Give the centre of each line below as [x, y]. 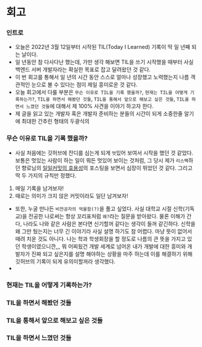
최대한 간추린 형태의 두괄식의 [55, 121]
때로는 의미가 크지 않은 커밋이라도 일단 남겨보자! [71, 196]
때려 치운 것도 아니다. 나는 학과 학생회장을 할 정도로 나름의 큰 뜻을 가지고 [100, 238]
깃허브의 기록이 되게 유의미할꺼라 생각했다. [65, 261]
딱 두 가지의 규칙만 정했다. [46, 175]
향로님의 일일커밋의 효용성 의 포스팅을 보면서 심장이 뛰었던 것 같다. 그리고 [107, 168]
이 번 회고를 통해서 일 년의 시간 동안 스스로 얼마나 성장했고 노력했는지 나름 [102, 77]
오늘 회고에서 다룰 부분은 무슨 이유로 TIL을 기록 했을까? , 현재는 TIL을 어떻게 [101, 92]
